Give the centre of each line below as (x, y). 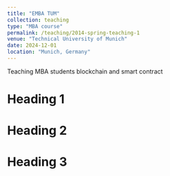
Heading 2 (37, 131)
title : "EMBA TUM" (33, 13)
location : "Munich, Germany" (49, 52)
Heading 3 (37, 162)
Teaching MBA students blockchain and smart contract (85, 71)
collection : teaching (38, 20)
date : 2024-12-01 (32, 45)
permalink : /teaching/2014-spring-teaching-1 (73, 33)
